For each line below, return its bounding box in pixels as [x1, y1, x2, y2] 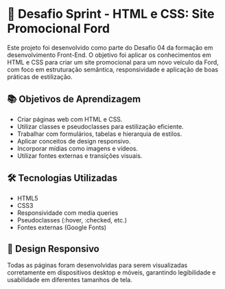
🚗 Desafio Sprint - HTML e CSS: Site [7, 6, 215, 22]
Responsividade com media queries [16, 209, 119, 217]
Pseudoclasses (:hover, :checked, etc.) [16, 216, 128, 224]
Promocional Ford [7, 21, 110, 36]
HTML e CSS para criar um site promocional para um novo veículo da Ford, [7, 58, 220, 66]
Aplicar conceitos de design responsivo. [16, 137, 132, 145]
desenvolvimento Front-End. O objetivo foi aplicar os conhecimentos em [7, 51, 211, 59]
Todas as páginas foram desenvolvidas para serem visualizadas [7, 261, 188, 270]
